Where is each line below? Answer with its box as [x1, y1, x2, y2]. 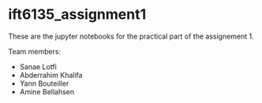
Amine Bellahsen [19, 86, 75, 96]
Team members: [8, 46, 62, 56]
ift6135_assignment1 [8, 6, 147, 24]
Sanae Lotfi [19, 61, 57, 72]
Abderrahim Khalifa [19, 70, 83, 79]
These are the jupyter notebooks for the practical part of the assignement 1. [8, 31, 254, 41]
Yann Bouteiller [19, 79, 69, 88]
